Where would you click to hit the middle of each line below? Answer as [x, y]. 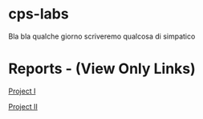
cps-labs [39, 14]
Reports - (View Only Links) [102, 69]
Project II [23, 106]
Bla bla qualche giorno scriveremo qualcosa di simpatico [102, 36]
